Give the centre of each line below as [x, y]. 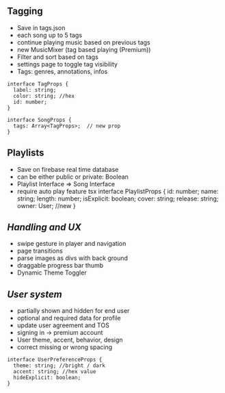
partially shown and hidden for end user [73, 311]
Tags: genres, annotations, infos [62, 71]
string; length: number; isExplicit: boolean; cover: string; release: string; [118, 199]
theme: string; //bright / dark [59, 366]
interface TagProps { [38, 84]
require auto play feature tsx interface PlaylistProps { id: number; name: [118, 191]
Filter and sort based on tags [58, 57]
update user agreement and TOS [63, 325]
